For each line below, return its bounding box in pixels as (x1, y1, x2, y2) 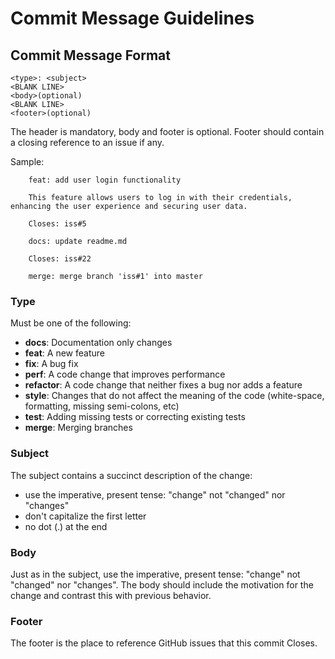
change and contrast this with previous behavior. (10, 589, 212, 601)
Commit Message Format (10, 47, 171, 64)
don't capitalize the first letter (24, 510, 147, 522)
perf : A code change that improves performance (24, 368, 226, 381)
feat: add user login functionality (28, 175, 182, 185)
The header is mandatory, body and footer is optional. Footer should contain (10, 126, 325, 137)
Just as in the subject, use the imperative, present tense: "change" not (10, 568, 301, 580)
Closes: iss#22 (28, 254, 92, 264)
